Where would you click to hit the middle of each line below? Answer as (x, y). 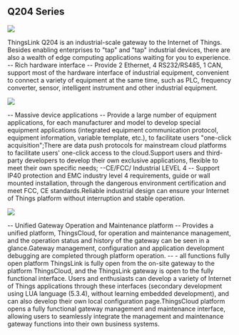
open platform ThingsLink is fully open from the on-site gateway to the (111, 263)
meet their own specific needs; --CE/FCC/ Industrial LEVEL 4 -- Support (113, 167)
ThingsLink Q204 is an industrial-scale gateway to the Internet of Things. (115, 42)
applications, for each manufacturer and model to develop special (104, 122)
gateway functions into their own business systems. (83, 324)
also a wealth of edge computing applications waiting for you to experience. (119, 57)
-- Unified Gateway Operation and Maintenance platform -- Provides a (111, 225)
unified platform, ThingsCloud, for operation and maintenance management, (119, 233)
